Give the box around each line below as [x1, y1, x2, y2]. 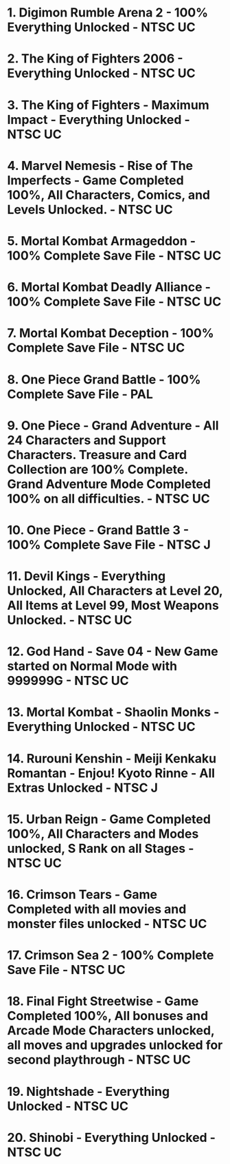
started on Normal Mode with [7, 659, 177, 674]
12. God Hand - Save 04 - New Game [7, 644, 218, 659]
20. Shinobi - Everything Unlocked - [7, 1130, 216, 1145]
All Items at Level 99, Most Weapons [7, 597, 220, 613]
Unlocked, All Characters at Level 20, [7, 583, 223, 599]
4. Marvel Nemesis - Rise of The [7, 158, 194, 173]
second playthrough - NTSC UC [7, 1052, 191, 1068]
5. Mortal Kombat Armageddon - [7, 233, 196, 248]
